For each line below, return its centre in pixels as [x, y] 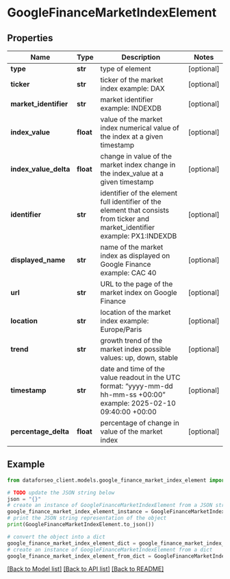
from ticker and [125, 219]
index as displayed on [135, 256]
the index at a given [132, 137]
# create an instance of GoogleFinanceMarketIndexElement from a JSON [110, 506]
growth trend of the [131, 341]
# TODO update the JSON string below [61, 493]
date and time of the [133, 369]
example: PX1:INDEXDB [139, 236]
